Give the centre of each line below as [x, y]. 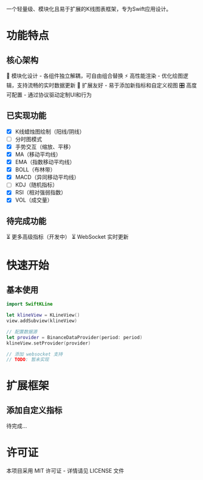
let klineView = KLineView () [43, 315]
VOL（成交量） [34, 200]
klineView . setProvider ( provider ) [49, 343]
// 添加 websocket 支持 [34, 354]
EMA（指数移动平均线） [45, 162]
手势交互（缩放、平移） [44, 146]
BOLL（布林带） [35, 170]
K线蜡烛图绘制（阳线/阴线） [50, 131]
